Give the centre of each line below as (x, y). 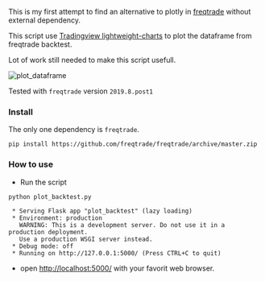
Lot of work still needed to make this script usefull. (92, 60)
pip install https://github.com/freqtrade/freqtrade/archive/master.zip (133, 144)
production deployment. (48, 233)
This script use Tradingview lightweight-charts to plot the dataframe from (130, 36)
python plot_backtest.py (50, 196)
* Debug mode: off (43, 246)
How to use (31, 164)
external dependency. (45, 20)
